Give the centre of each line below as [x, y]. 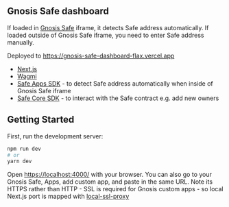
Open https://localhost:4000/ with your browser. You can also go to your [110, 175]
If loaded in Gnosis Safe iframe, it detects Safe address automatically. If [108, 27]
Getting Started [41, 120]
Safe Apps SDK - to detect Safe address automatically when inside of [115, 83]
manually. [21, 42]
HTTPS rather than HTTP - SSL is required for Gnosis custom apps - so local [115, 189]
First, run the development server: [55, 136]
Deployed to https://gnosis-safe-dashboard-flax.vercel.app [91, 56]
